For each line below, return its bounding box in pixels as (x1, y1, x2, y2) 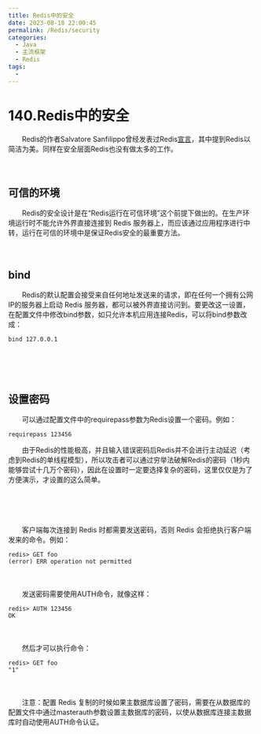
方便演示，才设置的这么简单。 (8, 475, 105, 484)
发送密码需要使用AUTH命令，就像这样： (21, 589, 152, 598)
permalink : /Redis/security (8, 26, 101, 34)
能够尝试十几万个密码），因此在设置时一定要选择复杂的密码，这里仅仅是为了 (8, 465, 253, 474)
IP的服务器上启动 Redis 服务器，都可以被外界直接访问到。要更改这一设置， (8, 300, 250, 310)
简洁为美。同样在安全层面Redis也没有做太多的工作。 (8, 143, 178, 154)
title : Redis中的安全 (8, 11, 75, 20)
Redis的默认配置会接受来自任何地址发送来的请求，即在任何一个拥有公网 (21, 290, 254, 300)
